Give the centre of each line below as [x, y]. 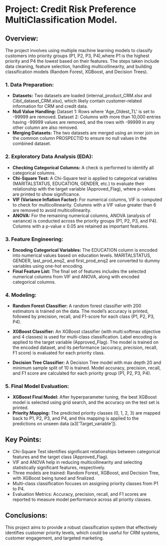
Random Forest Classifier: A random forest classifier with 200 [77, 306]
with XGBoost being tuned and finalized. [54, 478]
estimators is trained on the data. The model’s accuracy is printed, [80, 311]
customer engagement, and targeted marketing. [54, 538]
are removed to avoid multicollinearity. [52, 210]
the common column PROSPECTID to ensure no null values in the [79, 138]
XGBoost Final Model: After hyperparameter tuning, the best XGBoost [84, 397]
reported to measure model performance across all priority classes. [82, 499]
